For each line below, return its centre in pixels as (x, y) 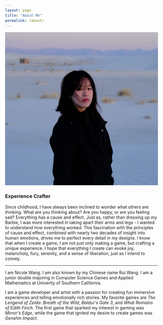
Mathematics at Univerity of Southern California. (53, 283)
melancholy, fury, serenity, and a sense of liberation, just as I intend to (75, 253)
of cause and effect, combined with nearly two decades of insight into (75, 233)
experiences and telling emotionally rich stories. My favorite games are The (80, 297)
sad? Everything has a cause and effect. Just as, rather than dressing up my (81, 217)
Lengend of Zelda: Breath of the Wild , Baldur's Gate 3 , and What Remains (79, 302)
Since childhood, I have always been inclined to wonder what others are (77, 207)
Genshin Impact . (21, 318)
